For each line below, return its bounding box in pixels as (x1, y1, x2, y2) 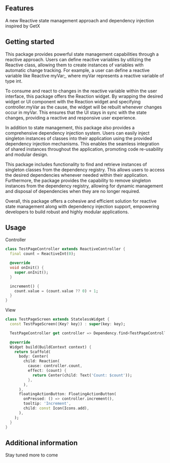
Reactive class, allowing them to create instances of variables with (5, 62, 144, 68)
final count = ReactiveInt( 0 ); (10, 251, 76, 256)
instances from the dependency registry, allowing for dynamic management (5, 182, 163, 189)
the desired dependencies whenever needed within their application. (5, 172, 149, 178)
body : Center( (18, 354, 49, 359)
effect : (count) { (27, 368, 67, 373)
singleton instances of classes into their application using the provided (5, 135, 153, 141)
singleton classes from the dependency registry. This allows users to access (5, 167, 165, 173)
